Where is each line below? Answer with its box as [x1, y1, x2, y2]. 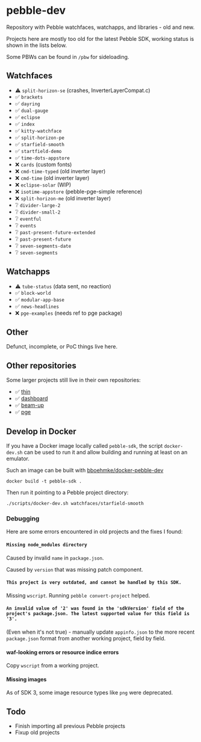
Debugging [6, 514, 40, 522]
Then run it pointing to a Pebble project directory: [6, 489, 129, 496]
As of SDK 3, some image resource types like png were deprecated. [6, 689, 173, 696]
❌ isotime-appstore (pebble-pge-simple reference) [14, 188, 143, 195]
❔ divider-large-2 [14, 201, 61, 208]
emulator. [6, 455, 30, 462]
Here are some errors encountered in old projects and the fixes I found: [6, 528, 183, 536]
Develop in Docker [6, 426, 76, 436]
